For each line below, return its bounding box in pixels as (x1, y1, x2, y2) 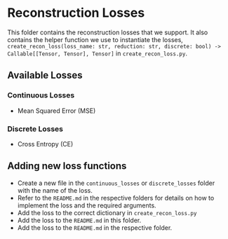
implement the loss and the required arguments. (17, 201, 156, 210)
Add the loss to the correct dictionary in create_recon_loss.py (17, 208, 197, 217)
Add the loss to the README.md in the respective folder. (17, 223, 173, 232)
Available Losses (7, 69, 83, 81)
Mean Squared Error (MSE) (17, 107, 96, 115)
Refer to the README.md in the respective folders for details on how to (17, 193, 215, 202)
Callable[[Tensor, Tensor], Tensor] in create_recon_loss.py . (7, 49, 188, 57)
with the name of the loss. (17, 186, 93, 194)
